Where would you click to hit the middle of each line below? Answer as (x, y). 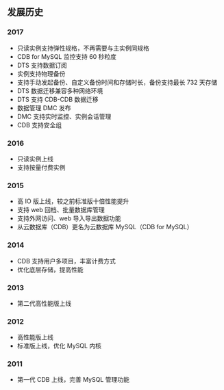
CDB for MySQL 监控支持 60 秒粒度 (67, 56)
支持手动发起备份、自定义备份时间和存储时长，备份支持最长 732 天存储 (117, 82)
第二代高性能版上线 (44, 303)
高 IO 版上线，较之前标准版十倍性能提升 (73, 201)
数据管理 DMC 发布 (44, 107)
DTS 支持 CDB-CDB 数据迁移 (58, 99)
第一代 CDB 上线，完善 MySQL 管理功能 (73, 380)
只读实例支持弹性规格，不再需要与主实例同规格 (83, 48)
